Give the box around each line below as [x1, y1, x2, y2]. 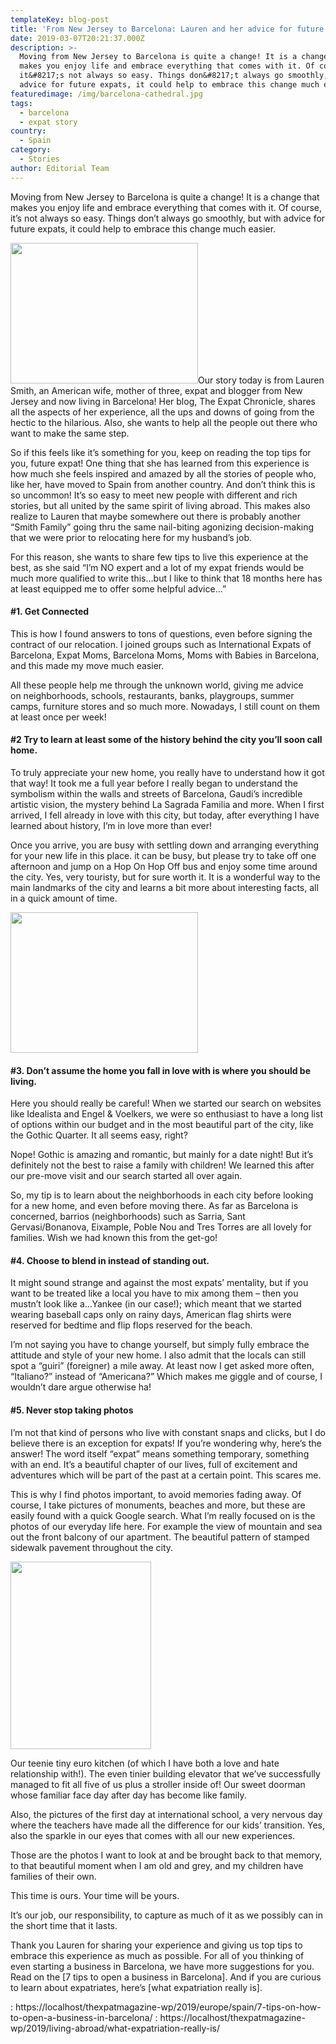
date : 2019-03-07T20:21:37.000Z [10, 33, 145, 43]
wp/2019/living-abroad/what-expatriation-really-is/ [10, 2022, 221, 2034]
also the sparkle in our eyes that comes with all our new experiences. [10, 1829, 296, 1841]
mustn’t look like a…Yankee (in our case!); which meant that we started [10, 1298, 302, 1310]
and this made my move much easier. [10, 659, 165, 671]
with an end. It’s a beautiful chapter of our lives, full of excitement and [10, 1458, 298, 1470]
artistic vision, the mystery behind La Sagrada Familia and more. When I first [10, 799, 325, 811]
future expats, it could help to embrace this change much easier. [10, 222, 277, 235]
